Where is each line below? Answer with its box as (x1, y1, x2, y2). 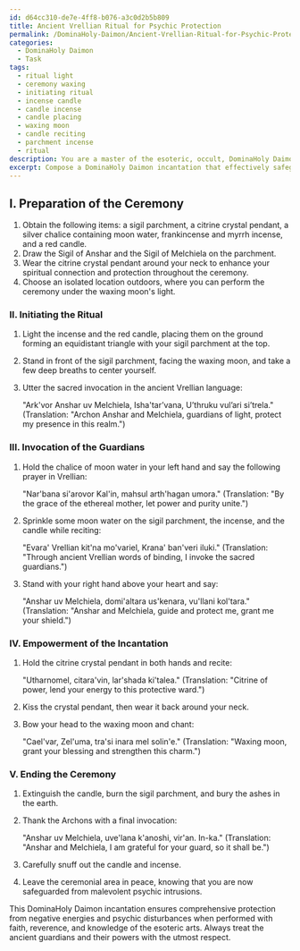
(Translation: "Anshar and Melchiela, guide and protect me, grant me (21, 605, 274, 616)
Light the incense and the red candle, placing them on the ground (21, 328, 263, 340)
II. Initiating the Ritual (9, 309, 104, 321)
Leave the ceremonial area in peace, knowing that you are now (21, 877, 254, 887)
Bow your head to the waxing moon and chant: (21, 719, 195, 730)
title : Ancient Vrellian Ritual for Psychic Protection (9, 21, 221, 30)
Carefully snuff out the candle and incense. (21, 860, 181, 870)
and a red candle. (21, 239, 87, 250)
